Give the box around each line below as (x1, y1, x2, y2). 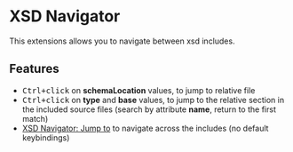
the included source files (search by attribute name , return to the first (21, 104, 277, 115)
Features (9, 61, 59, 76)
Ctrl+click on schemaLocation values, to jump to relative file (21, 84, 256, 95)
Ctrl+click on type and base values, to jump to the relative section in (21, 94, 285, 105)
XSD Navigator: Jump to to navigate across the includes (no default (21, 123, 269, 133)
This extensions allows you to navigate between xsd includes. (9, 36, 235, 46)
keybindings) (21, 132, 70, 143)
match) (21, 113, 49, 124)
